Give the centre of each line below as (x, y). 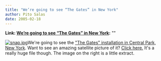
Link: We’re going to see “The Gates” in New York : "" (60, 33)
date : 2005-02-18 (23, 19)
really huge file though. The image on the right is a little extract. (70, 53)
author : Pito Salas (25, 14)
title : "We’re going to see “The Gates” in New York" (62, 10)
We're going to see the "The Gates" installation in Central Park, (92, 43)
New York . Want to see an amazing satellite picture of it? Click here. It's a (80, 48)
